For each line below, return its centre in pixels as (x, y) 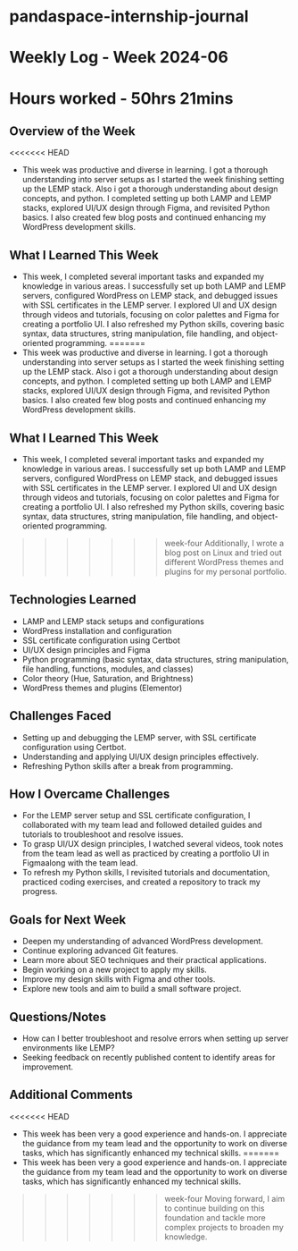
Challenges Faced (60, 716)
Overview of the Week (72, 131)
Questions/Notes (58, 1017)
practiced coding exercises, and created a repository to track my (141, 882)
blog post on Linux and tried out (223, 553)
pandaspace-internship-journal (129, 17)
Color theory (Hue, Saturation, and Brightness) (108, 678)
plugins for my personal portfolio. (226, 571)
